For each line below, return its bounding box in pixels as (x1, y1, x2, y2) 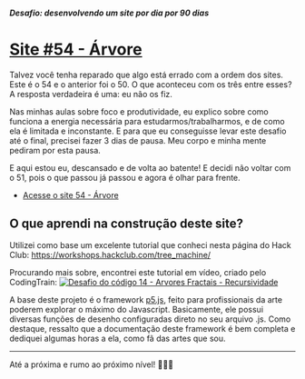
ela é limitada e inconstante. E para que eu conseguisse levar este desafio (9, 125, 287, 136)
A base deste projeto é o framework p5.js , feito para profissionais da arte (9, 294, 283, 305)
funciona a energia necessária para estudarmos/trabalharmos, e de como (9, 115, 285, 126)
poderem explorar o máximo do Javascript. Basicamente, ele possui (9, 304, 264, 315)
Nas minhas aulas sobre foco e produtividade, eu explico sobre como (9, 105, 270, 117)
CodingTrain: (9, 277, 57, 288)
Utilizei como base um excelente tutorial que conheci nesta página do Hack (9, 240, 292, 251)
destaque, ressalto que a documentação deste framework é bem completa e (9, 324, 296, 334)
